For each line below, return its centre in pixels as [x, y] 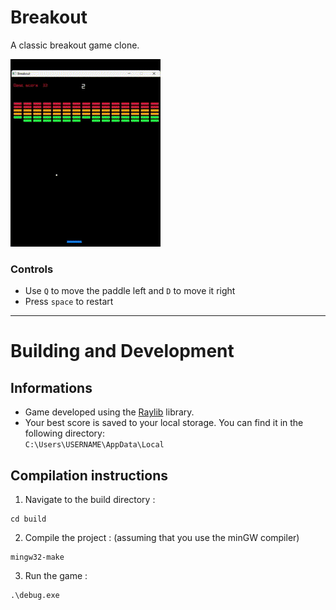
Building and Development [122, 351]
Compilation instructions [89, 475]
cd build [28, 519]
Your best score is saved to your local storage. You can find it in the [164, 423]
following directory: [64, 433]
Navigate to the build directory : [90, 500]
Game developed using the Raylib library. [109, 412]
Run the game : [56, 576]
